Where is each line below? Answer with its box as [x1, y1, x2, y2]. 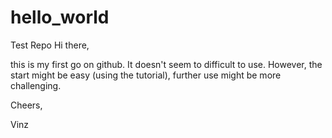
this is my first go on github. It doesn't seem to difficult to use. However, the [10, 58, 323, 70]
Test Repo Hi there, [10, 39, 90, 51]
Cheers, [10, 99, 43, 111]
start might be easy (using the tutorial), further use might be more [10, 69, 282, 81]
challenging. [10, 79, 62, 91]
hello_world [10, 6, 110, 29]
